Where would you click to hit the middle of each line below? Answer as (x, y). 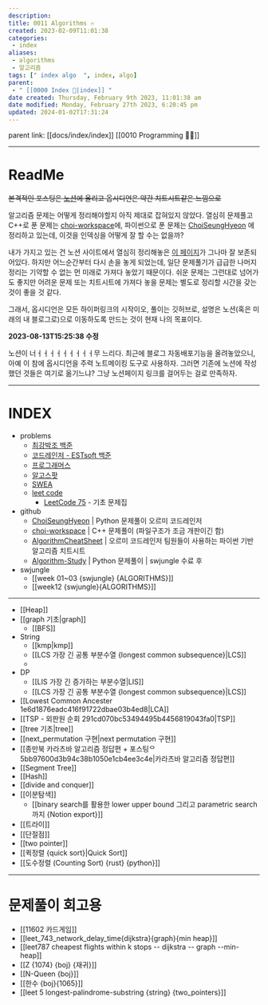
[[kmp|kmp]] (52, 645)
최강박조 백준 (52, 445)
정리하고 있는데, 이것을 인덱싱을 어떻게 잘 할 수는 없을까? (96, 235)
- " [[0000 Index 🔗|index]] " (62, 90)
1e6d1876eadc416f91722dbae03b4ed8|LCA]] (94, 709)
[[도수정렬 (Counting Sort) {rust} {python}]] (90, 863)
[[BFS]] (43, 628)
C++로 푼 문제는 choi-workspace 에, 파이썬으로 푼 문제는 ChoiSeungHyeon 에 (132, 225)
